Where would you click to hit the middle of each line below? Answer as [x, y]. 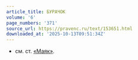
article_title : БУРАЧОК [36, 12]
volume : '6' [21, 17]
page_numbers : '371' [32, 23]
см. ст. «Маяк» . [35, 51]
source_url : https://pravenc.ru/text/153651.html [70, 28]
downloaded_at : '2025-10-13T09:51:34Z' [56, 34]
